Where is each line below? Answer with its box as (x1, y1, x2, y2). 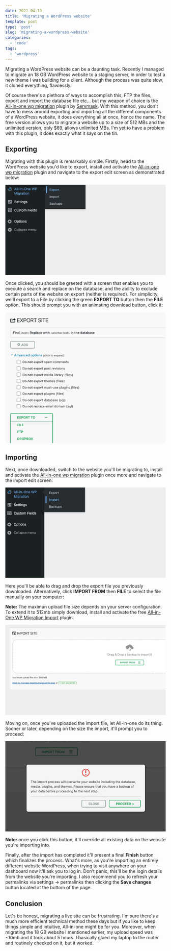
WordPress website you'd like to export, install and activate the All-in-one (5, 164, 159, 170)
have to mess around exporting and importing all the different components (5, 108, 161, 114)
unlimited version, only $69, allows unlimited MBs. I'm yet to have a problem (5, 125, 165, 131)
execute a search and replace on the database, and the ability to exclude (5, 286, 158, 292)
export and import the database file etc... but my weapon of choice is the (5, 97, 158, 104)
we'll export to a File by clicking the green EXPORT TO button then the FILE (5, 297, 163, 303)
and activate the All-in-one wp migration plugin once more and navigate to (5, 472, 161, 478)
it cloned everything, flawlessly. (5, 82, 72, 88)
